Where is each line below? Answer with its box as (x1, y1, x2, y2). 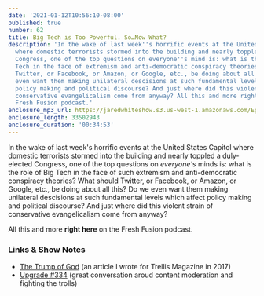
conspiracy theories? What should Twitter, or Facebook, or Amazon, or (8, 176, 237, 185)
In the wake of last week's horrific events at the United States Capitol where (8, 142, 254, 152)
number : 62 (8, 26, 44, 34)
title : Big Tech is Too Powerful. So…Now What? (8, 33, 167, 42)
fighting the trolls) (19, 279, 78, 288)
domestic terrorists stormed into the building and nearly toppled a (8, 151, 222, 160)
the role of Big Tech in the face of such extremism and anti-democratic (8, 167, 238, 177)
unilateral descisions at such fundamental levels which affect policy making (8, 192, 252, 202)
